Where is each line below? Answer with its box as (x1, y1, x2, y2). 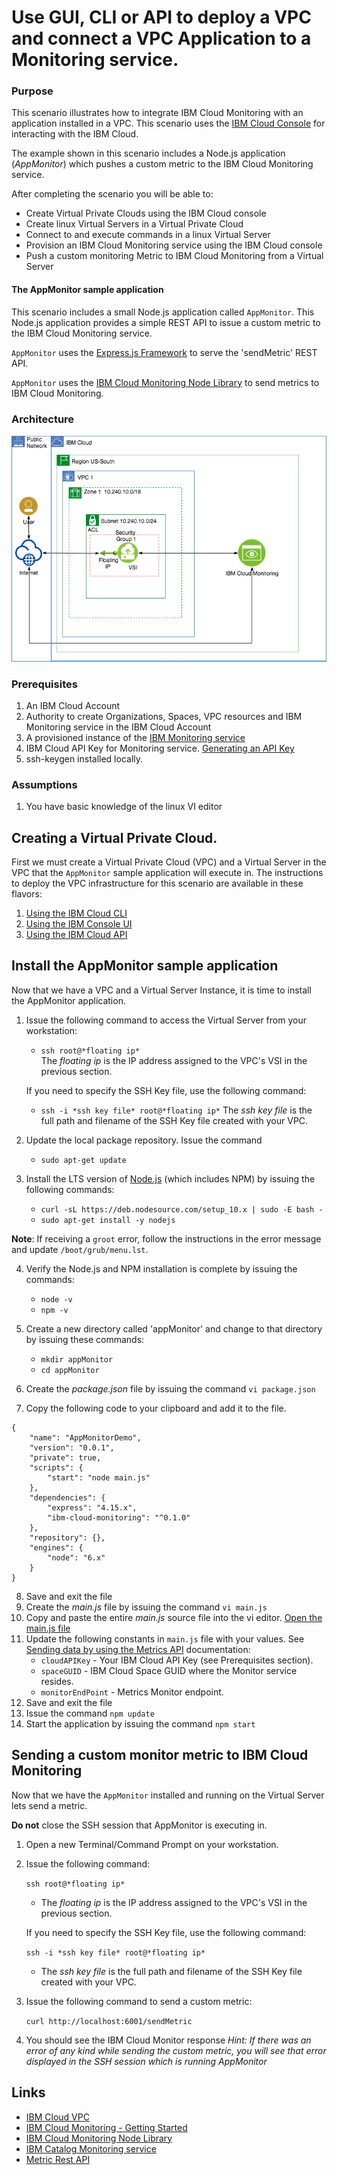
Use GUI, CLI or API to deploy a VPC (11, 6, 312, 29)
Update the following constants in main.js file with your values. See (25, 1632, 305, 1645)
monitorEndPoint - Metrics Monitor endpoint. (40, 1686, 224, 1698)
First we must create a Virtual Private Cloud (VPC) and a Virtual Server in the (11, 856, 327, 868)
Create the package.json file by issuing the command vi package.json (25, 1382, 316, 1395)
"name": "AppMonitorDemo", (29, 1432, 142, 1443)
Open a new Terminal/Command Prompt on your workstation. (25, 1838, 279, 1850)
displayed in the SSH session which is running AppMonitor (25, 2055, 268, 2067)
